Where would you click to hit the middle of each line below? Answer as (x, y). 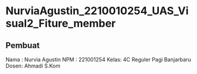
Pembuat (23, 45)
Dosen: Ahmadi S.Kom (33, 66)
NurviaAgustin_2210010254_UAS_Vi (97, 11)
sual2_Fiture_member (61, 23)
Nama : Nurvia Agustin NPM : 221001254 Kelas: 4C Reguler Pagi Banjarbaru (98, 59)
